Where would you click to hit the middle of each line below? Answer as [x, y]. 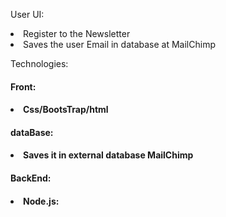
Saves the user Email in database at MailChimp [119, 44]
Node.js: [41, 201]
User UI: [27, 14]
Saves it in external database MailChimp [108, 155]
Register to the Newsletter [77, 33]
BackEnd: [31, 178]
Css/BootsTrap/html [66, 110]
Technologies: [39, 63]
